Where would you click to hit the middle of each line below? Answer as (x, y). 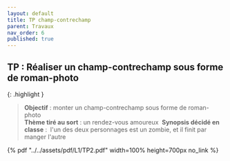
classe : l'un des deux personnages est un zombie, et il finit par (115, 129)
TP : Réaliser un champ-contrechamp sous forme (115, 67)
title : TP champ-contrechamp (49, 20)
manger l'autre (45, 137)
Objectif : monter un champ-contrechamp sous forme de (105, 107)
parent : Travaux (30, 26)
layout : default (30, 13)
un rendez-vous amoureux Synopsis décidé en (151, 122)
